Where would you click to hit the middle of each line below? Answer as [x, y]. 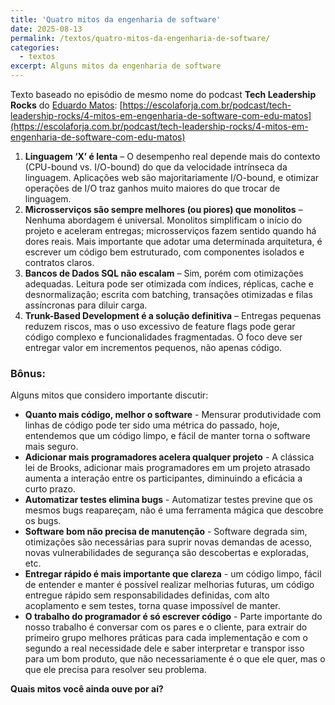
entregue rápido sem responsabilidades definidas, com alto [147, 595]
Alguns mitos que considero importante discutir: [109, 395]
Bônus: [28, 373]
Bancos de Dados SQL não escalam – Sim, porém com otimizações [164, 273]
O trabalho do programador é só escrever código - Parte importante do [173, 617]
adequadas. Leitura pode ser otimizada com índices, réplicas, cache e [169, 284]
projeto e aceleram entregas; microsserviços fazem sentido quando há [170, 230]
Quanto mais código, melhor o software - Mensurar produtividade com [173, 415]
